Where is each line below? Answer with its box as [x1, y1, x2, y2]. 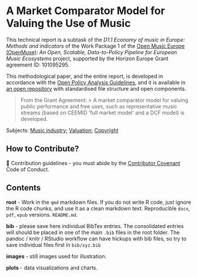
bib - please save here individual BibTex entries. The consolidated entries [6, 222, 184, 229]
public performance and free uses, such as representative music [20, 103, 178, 110]
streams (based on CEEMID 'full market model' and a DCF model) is [20, 109, 185, 116]
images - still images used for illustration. [6, 252, 107, 260]
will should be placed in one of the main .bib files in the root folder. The [6, 229, 180, 236]
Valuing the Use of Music [6, 17, 131, 30]
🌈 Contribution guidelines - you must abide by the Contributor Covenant [6, 159, 181, 166]
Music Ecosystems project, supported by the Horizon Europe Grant [6, 55, 169, 62]
